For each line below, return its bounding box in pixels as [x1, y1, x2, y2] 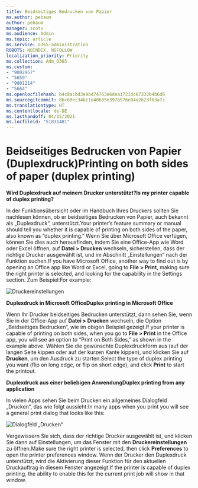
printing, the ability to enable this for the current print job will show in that [6, 470, 185, 477]
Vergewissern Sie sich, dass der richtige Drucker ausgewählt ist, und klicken [6, 432, 193, 439]
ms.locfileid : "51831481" [6, 119, 70, 125]
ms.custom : [6, 63, 33, 70]
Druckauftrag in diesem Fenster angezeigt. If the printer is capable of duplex [6, 464, 191, 471]
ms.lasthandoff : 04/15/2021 [6, 113, 76, 119]
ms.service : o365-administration [6, 42, 89, 48]
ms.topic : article [6, 36, 51, 42]
